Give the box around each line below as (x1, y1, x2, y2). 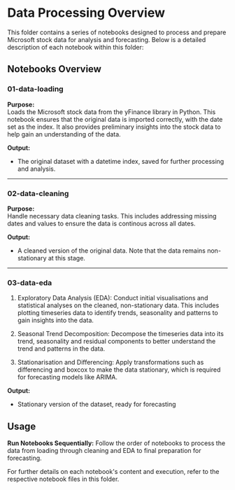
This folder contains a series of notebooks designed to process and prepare (7, 28, 227, 36)
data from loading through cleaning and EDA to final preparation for (7, 447, 201, 455)
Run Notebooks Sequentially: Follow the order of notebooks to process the (7, 439, 226, 447)
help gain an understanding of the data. (7, 129, 121, 138)
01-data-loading (7, 84, 64, 94)
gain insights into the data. (17, 316, 94, 325)
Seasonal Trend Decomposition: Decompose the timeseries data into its (17, 330, 224, 338)
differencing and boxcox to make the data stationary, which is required (17, 365, 221, 374)
